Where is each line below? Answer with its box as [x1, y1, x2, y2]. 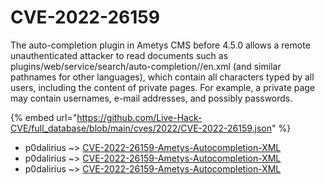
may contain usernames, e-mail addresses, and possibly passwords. [10, 92, 293, 104]
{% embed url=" [10, 111, 78, 123]
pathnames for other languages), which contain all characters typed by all [10, 71, 315, 83]
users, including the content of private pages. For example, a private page [10, 81, 316, 93]
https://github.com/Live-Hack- [76, 111, 203, 123]
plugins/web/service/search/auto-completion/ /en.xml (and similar [10, 60, 282, 72]
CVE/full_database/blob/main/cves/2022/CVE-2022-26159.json [10, 122, 273, 134]
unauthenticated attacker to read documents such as [10, 49, 229, 61]
